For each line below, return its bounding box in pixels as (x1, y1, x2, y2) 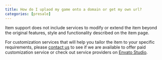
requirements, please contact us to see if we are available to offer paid (5, 44, 146, 50)
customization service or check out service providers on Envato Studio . (5, 49, 148, 55)
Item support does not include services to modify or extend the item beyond (5, 24, 157, 30)
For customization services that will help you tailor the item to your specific (5, 39, 155, 45)
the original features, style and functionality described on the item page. (5, 30, 149, 36)
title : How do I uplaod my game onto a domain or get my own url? (5, 7, 142, 12)
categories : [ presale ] (5, 12, 51, 16)
